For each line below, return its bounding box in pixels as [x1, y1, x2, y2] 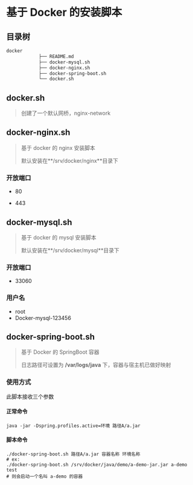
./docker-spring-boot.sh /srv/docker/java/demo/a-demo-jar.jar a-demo [6, 462, 188, 468]
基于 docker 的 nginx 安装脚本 [21, 144, 95, 151]
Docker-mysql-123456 [14, 314, 71, 321]
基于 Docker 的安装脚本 [6, 5, 122, 19]
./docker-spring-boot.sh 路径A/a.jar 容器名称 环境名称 [6, 451, 141, 457]
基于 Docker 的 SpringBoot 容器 [21, 348, 100, 356]
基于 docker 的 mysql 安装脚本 [21, 233, 96, 241]
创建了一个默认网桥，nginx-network [21, 109, 111, 117]
